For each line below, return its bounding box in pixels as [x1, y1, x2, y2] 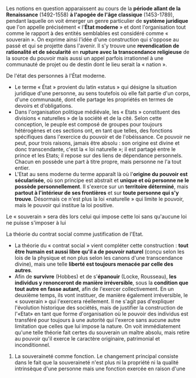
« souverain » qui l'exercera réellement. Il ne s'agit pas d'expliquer [14, 298, 175, 305]
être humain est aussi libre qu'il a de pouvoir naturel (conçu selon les [14, 248, 185, 255]
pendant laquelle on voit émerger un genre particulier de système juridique [6, 18, 188, 24]
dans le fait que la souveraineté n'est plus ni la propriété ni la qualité [14, 359, 179, 366]
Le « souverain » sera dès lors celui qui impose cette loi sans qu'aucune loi [6, 213, 187, 220]
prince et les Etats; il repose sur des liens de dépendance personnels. [14, 152, 183, 159]
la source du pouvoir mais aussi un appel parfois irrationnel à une [6, 55, 164, 61]
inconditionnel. [14, 342, 51, 348]
